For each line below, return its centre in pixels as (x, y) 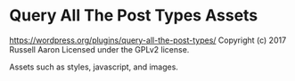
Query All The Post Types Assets (134, 16)
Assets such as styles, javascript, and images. (94, 67)
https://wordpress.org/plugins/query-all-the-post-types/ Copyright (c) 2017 (148, 40)
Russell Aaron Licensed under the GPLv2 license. (99, 49)
